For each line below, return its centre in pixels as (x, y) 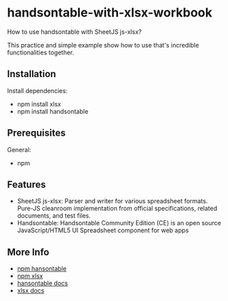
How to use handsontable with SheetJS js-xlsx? (75, 32)
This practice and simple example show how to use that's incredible (103, 45)
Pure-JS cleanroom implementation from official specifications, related (117, 209)
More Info (28, 252)
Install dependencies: (37, 90)
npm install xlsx (39, 104)
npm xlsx (30, 276)
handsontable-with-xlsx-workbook (110, 13)
